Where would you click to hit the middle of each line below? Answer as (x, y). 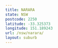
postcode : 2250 (21, 19)
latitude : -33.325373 (28, 24)
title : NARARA (20, 10)
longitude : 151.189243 (29, 28)
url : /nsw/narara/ (24, 33)
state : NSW (17, 14)
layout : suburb (21, 38)
